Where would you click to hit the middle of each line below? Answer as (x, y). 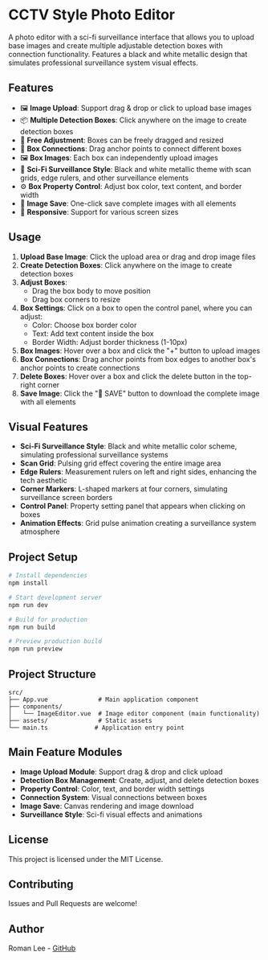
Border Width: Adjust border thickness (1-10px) (110, 342)
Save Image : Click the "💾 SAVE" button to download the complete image (140, 393)
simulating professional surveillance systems (94, 455)
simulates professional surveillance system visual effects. (103, 63)
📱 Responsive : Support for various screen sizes (99, 211)
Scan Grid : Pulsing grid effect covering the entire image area (120, 463)
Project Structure (52, 674)
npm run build (32, 627)
